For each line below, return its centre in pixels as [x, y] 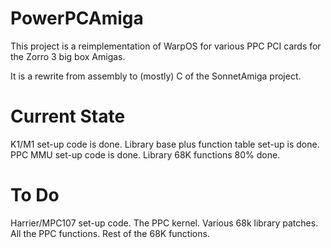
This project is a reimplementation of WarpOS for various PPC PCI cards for [166, 46]
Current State [68, 116]
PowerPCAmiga [77, 18]
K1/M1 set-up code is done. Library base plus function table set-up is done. [165, 144]
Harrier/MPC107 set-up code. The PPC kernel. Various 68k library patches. [164, 223]
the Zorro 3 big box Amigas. [68, 56]
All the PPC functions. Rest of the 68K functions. [110, 233]
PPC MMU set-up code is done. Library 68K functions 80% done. [145, 154]
